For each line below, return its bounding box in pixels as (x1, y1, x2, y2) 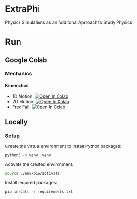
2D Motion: (12, 98, 35, 104)
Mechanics (5, 71, 32, 77)
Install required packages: (5, 180, 58, 186)
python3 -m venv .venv (5, 153, 51, 158)
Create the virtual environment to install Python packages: (5, 144, 122, 149)
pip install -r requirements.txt (5, 189, 73, 194)
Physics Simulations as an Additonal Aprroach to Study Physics (5, 19, 133, 25)
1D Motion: (12, 93, 34, 99)
